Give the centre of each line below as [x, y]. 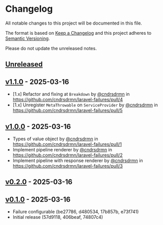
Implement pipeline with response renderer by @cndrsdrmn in [78, 160]
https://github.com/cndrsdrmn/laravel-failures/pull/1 [67, 144]
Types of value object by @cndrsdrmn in [55, 139]
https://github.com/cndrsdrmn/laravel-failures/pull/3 [68, 166]
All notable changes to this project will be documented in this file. [74, 23]
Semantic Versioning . [28, 38]
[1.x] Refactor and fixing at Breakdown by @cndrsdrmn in [71, 94]
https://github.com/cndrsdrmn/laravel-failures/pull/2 [68, 155]
